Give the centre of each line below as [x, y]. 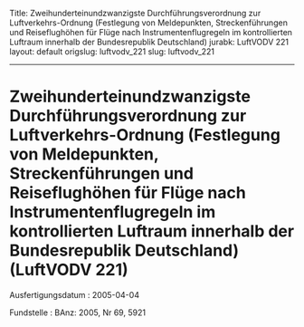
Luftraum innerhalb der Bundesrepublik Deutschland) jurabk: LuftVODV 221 [149, 42]
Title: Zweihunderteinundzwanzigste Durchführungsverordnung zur [135, 13]
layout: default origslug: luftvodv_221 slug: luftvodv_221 [112, 52]
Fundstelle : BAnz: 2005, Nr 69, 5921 [78, 313]
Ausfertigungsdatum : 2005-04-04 [75, 294]
